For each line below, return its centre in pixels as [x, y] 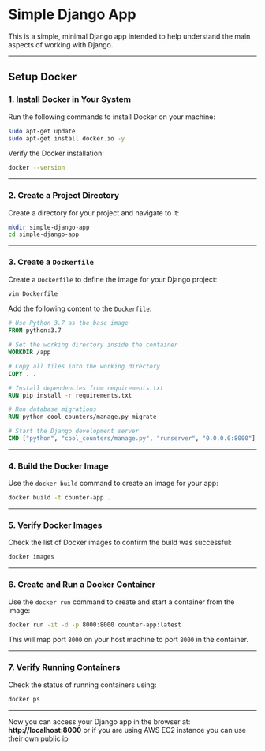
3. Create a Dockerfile [51, 262]
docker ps [24, 699]
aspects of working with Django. [61, 44]
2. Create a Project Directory [64, 196]
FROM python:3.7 [35, 331]
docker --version [37, 168]
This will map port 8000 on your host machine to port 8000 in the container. [128, 640]
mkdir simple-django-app [49, 227]
